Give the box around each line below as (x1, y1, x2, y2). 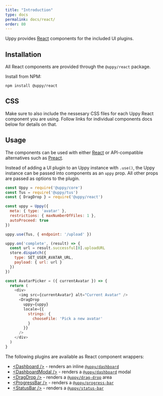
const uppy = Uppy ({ (5, 204, 49, 209)
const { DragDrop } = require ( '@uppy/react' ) (5, 195, 103, 200)
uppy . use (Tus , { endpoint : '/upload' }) (5, 232, 92, 237)
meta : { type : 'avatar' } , (10, 208, 67, 213)
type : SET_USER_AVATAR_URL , (14, 255, 73, 260)
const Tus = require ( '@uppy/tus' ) (5, 190, 78, 195)
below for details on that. (5, 121, 57, 127)
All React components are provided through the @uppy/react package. (5, 64, 151, 70)
